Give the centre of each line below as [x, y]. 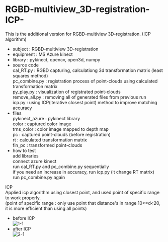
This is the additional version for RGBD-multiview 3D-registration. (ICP [78, 34]
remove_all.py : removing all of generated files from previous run [79, 97]
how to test [24, 150]
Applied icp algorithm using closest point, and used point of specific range [82, 192]
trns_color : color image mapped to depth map [61, 129]
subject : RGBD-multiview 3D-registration [56, 49]
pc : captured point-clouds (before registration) [61, 134]
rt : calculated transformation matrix [50, 140]
